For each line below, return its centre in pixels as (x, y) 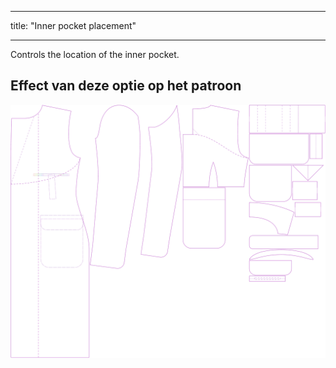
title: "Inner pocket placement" (73, 25)
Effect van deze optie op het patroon (126, 86)
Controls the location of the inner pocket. (95, 54)
